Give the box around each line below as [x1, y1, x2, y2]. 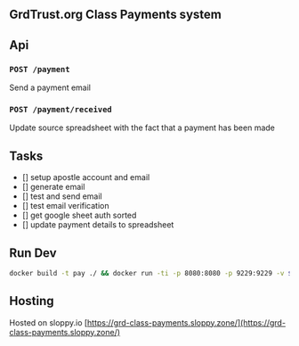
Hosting [9, 293, 55, 309]
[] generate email [21, 182, 85, 193]
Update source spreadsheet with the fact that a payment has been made [9, 122, 276, 133]
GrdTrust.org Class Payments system [9, 7, 222, 22]
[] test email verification [21, 201, 109, 211]
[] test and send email [21, 191, 102, 202]
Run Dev [9, 245, 57, 260]
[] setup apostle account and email [21, 172, 150, 183]
